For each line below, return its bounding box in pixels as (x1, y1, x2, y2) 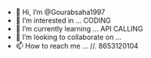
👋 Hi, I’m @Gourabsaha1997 (15, 8, 106, 16)
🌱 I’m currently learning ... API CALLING (15, 24, 143, 33)
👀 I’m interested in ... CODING (15, 16, 111, 25)
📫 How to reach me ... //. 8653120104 (15, 42, 138, 50)
